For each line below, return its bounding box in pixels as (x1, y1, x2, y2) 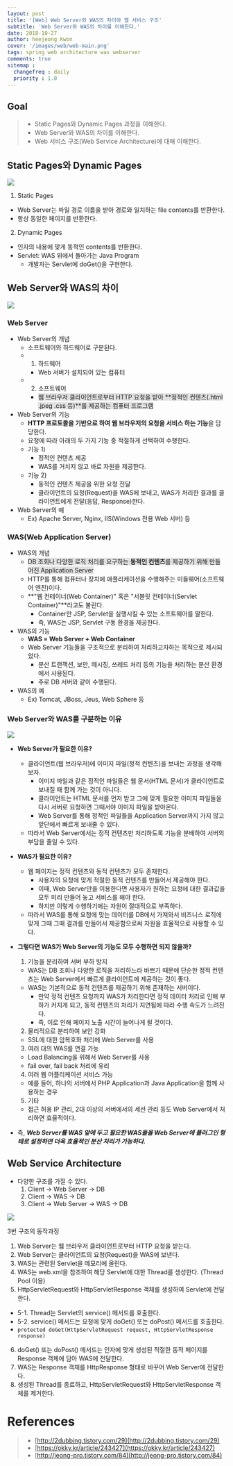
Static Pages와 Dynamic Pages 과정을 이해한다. (34, 120, 167, 129)
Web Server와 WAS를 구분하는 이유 (7, 714, 122, 724)
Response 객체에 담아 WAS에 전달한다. (17, 1354, 125, 1362)
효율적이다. (46, 1113, 76, 1122)
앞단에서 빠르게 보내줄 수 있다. (37, 820, 120, 828)
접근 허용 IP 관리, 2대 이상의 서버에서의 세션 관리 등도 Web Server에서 (27, 1105, 218, 1113)
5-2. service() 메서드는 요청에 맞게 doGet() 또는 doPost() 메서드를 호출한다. (17, 1317, 225, 1326)
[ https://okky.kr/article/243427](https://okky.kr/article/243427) (34, 1444, 216, 1452)
